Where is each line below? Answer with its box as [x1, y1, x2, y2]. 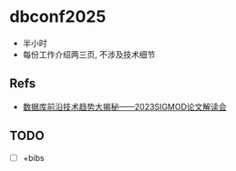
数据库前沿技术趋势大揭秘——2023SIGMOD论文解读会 [22, 101, 227, 112]
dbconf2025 [9, 6, 107, 27]
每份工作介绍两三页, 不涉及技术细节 [22, 48, 156, 60]
